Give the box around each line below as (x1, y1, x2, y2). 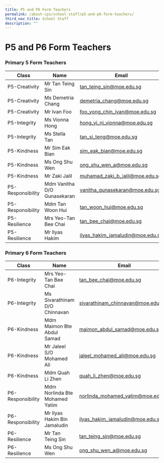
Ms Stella (44, 130, 66, 137)
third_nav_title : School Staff (5, 16, 69, 21)
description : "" (5, 21, 38, 26)
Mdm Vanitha (44, 180, 75, 187)
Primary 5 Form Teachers (5, 59, 67, 66)
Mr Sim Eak (44, 144, 71, 151)
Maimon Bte (44, 323, 72, 330)
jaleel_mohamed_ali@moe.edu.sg (79, 353, 156, 359)
